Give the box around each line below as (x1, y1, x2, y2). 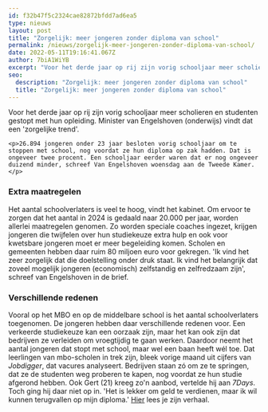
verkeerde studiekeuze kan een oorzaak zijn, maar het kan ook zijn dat (8, 327, 241, 336)
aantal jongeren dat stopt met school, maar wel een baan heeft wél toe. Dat (8, 343, 255, 353)
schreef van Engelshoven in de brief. (8, 272, 129, 281)
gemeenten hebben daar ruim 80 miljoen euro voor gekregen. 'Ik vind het (8, 246, 250, 256)
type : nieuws (8, 19, 52, 27)
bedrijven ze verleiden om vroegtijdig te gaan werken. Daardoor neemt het (8, 335, 254, 345)
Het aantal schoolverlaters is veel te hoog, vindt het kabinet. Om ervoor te (8, 204, 251, 214)
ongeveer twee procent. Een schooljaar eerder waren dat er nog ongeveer (8, 154, 259, 162)
